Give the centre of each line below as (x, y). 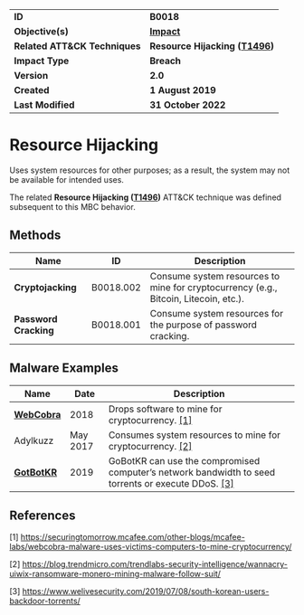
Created (32, 90)
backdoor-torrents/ (45, 601)
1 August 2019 (183, 90)
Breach (166, 61)
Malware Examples (64, 369)
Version (31, 76)
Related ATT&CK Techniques (77, 46)
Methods (35, 236)
